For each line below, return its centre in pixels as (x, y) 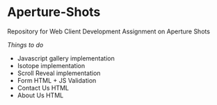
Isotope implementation (51, 65)
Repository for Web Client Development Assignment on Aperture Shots (109, 31)
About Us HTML (40, 95)
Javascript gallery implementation (66, 58)
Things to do (25, 45)
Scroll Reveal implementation (59, 73)
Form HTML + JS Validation (57, 80)
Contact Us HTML (43, 88)
